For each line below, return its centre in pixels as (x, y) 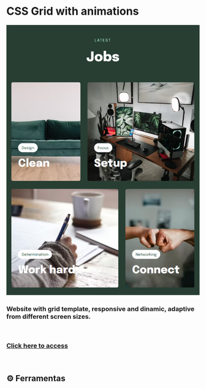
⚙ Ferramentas (36, 378)
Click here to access (37, 346)
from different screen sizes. (48, 316)
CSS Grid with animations (73, 11)
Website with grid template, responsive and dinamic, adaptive (101, 309)
